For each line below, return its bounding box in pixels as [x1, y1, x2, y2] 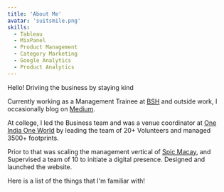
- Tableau [14, 30, 43, 38]
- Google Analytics [14, 57, 72, 64]
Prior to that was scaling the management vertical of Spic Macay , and [7, 147, 211, 156]
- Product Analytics [14, 64, 75, 71]
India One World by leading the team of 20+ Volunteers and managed [7, 126, 211, 134]
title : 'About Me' [7, 10, 62, 18]
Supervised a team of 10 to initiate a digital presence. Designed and [7, 155, 206, 163]
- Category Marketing [14, 51, 78, 58]
